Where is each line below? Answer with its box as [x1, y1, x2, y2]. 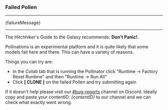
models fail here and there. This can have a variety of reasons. [5, 49, 134, 55]
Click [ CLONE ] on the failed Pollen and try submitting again [12, 79, 136, 85]
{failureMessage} [5, 19, 41, 26]
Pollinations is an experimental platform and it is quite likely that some [5, 44, 148, 50]
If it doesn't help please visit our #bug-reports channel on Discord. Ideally [5, 89, 157, 95]
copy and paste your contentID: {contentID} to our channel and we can [5, 94, 151, 100]
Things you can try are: [5, 59, 53, 65]
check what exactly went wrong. [5, 99, 72, 105]
